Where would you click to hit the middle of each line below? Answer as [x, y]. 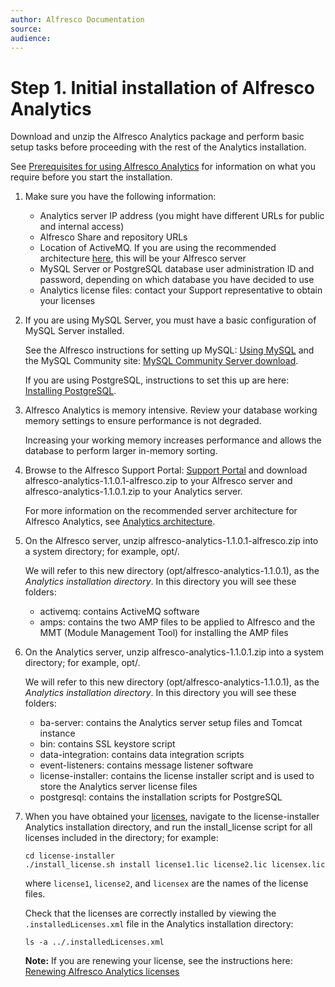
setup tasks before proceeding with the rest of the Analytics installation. [158, 147]
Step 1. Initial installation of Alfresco [162, 87]
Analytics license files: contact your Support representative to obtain [181, 290]
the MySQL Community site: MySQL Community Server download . [161, 361]
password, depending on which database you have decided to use [177, 280]
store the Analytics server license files [118, 787]
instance [57, 733]
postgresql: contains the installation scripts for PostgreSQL [161, 797]
